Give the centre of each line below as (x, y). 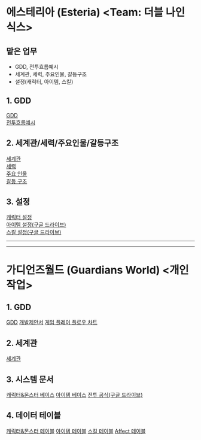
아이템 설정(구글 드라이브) (36, 224)
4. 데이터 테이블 (33, 416)
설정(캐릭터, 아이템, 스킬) (44, 82)
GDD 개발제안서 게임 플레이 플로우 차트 (52, 322)
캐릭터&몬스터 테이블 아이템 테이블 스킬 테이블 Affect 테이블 (76, 431)
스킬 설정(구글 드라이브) (34, 232)
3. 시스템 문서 (30, 379)
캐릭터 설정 (19, 217)
